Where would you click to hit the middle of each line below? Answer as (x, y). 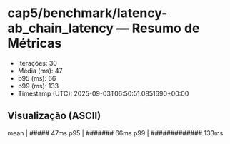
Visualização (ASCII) (54, 116)
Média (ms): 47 (40, 71)
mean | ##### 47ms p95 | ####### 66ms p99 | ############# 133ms (115, 133)
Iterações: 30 (37, 63)
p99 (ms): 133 (38, 86)
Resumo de (166, 28)
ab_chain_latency (61, 28)
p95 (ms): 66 (37, 78)
